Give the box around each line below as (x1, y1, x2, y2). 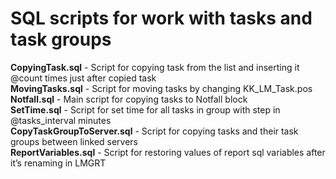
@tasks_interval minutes (10, 114, 112, 126)
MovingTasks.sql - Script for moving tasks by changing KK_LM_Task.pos (10, 82, 313, 94)
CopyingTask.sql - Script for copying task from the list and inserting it (10, 61, 300, 73)
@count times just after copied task (10, 72, 157, 84)
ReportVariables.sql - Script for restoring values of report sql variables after (10, 146, 326, 158)
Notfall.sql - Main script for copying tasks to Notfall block (10, 93, 248, 105)
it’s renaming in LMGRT (10, 157, 107, 169)
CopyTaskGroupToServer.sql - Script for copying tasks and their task (10, 125, 299, 137)
